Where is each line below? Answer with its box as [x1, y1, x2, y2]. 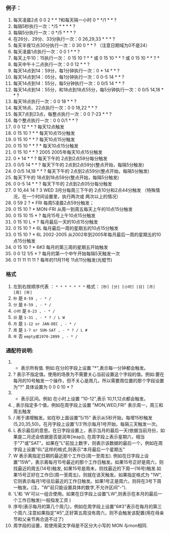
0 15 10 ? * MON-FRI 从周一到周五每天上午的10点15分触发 [13, 206, 133, 212]
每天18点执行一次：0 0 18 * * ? [13, 98, 77, 104]
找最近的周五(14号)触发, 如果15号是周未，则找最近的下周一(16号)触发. [13, 465, 157, 471]
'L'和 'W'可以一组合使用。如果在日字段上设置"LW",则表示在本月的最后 [13, 490, 158, 496]
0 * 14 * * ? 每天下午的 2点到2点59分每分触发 [13, 156, 108, 162]
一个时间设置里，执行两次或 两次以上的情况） [26, 194, 121, 200]
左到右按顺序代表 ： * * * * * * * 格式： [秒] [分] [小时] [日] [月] [13, 283, 156, 290]
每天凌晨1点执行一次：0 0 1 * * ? [13, 49, 80, 55]
